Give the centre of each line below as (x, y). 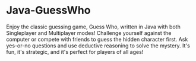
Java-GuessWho (48, 10)
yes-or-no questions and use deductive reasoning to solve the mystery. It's (98, 46)
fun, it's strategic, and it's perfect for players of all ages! (75, 52)
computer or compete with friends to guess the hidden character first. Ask (97, 39)
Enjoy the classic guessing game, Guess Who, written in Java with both (94, 27)
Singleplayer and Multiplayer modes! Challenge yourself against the (89, 33)
